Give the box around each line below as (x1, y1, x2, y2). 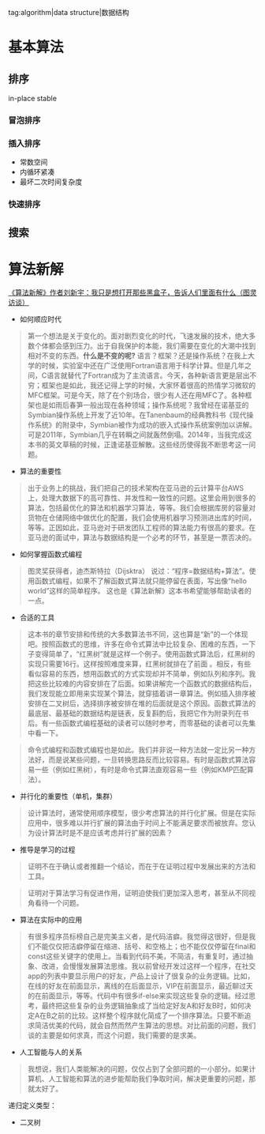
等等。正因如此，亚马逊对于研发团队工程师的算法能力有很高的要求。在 (27, 523, 256, 533)
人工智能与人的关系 (19, 1047, 83, 1057)
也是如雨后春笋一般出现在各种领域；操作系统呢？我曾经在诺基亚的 (34, 401, 249, 410)
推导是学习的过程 (19, 845, 76, 854)
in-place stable (8, 94, 58, 103)
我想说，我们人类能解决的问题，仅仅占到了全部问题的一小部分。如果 (27, 1064, 249, 1074)
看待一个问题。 (34, 899, 84, 908)
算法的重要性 (19, 466, 62, 477)
